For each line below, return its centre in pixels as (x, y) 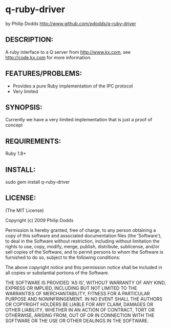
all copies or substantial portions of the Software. (57, 273)
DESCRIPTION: (29, 40)
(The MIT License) (25, 210)
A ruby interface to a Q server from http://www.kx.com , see (68, 52)
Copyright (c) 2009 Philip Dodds (39, 220)
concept (14, 125)
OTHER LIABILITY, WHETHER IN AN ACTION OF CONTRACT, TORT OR (80, 310)
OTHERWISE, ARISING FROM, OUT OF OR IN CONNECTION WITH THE (80, 315)
